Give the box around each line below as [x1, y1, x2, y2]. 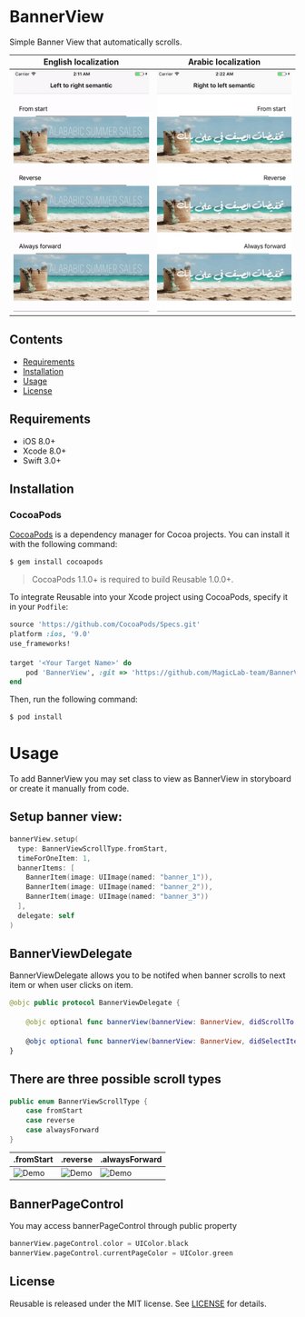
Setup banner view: [9, 809, 123, 824]
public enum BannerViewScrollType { [9, 1097, 148, 1106]
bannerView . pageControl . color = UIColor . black [9, 1239, 189, 1248]
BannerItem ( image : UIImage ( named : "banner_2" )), [25, 883, 213, 892]
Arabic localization [187, 56, 261, 67]
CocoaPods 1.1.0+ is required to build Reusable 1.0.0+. [31, 574, 234, 585]
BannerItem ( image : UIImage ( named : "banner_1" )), [25, 873, 213, 883]
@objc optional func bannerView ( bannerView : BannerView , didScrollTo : [25, 1018, 299, 1027]
